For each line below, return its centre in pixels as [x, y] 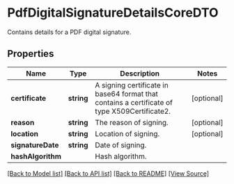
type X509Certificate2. [133, 111]
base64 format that [127, 94]
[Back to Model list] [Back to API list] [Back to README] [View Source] [108, 173]
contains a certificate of [134, 102]
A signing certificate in [132, 85]
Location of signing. [127, 133]
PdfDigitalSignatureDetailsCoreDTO [113, 13]
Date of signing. [121, 145]
